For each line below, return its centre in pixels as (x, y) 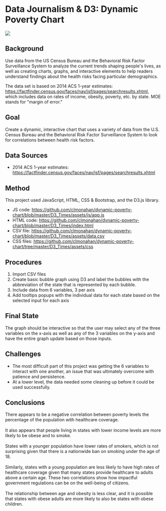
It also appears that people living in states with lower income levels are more (83, 430)
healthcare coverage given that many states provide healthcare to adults (79, 472)
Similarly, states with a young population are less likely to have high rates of (82, 467)
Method (18, 188)
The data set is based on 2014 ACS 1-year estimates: (59, 86)
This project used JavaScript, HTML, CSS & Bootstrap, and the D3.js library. (82, 200)
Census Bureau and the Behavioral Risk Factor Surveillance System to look (81, 134)
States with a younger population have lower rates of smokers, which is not (82, 446)
